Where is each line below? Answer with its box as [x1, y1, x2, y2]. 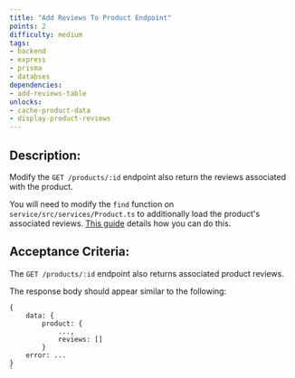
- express [9, 55, 47, 64]
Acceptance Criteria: [9, 244, 129, 260]
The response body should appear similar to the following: [9, 286, 227, 297]
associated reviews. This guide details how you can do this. [9, 218, 232, 229]
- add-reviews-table [9, 89, 88, 98]
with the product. [9, 181, 74, 192]
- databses [9, 72, 51, 81]
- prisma [9, 64, 43, 73]
